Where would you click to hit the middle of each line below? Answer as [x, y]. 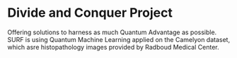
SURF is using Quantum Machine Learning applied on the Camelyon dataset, [119, 39]
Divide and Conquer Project [90, 13]
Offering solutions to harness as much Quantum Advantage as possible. [112, 32]
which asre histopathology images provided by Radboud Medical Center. [113, 47]
